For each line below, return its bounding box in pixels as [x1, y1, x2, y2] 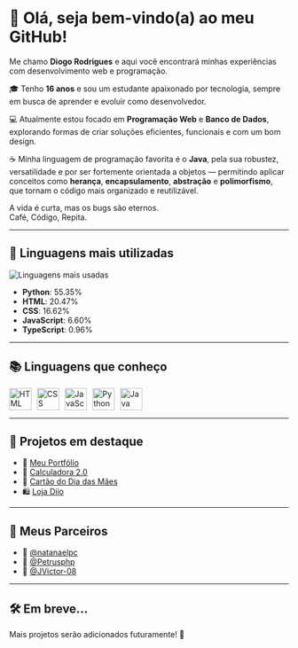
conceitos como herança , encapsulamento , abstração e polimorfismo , [9, 176, 273, 186]
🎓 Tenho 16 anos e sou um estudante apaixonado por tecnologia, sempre [9, 83, 281, 94]
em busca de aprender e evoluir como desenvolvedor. [9, 96, 207, 106]
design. [9, 136, 37, 146]
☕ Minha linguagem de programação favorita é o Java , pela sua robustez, [9, 153, 279, 164]
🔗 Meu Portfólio [21, 457, 80, 468]
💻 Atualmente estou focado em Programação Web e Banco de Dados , [9, 113, 270, 124]
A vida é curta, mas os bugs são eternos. [9, 202, 160, 213]
